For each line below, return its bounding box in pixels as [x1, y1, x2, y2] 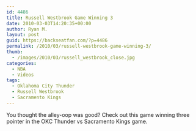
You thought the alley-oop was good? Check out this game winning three [6, 111, 190, 118]
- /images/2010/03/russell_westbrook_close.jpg [12, 54, 136, 61]
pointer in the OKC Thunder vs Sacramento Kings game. [6, 118, 148, 125]
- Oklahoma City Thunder [12, 83, 75, 89]
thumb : [6, 49, 23, 55]
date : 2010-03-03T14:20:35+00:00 [6, 20, 92, 26]
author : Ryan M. [6, 26, 48, 32]
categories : [6, 60, 37, 66]
